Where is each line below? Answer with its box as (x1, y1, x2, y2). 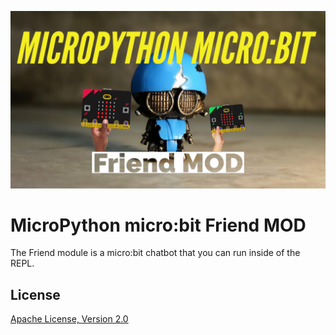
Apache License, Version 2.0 (10, 313, 129, 325)
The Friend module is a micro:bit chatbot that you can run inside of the (10, 247, 301, 259)
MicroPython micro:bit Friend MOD (10, 214, 307, 236)
